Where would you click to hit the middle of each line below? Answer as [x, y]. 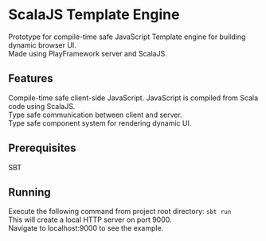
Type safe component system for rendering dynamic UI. [100, 123]
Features [31, 78]
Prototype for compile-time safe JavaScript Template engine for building [127, 37]
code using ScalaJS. [42, 106]
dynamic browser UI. [43, 45]
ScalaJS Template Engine [94, 15]
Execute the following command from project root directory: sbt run [120, 212]
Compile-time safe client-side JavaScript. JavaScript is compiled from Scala [133, 98]
